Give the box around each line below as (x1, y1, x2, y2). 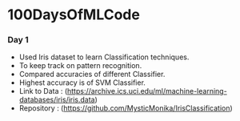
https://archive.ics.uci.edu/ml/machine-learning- (66, 87, 227, 96)
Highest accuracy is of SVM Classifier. (18, 78, 146, 87)
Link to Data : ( (18, 87, 68, 96)
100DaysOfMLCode (7, 6, 141, 24)
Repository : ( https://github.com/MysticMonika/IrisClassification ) (18, 103, 233, 113)
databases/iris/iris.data (18, 95, 95, 105)
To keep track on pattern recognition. (18, 61, 142, 71)
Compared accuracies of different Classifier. (18, 70, 166, 79)
